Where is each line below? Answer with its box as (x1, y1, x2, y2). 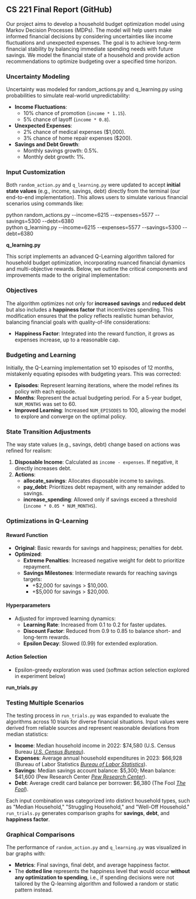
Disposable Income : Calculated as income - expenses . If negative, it (14, 458, 178, 466)
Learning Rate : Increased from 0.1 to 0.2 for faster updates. (23, 621, 167, 628)
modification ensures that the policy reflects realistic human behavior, (6, 312, 174, 319)
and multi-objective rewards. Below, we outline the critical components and (6, 266, 188, 273)
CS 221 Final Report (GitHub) (6, 5, 112, 15)
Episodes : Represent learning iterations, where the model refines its (14, 382, 179, 388)
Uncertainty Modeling (6, 72, 70, 80)
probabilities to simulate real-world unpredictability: (6, 92, 130, 99)
